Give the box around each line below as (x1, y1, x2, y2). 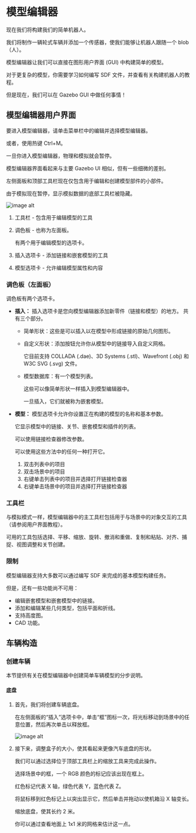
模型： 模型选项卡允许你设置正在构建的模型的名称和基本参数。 (14, 411, 166, 418)
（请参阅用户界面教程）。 (6, 521, 66, 528)
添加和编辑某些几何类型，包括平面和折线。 (14, 604, 119, 611)
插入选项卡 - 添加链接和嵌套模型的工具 (14, 251, 109, 259)
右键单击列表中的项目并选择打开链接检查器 (23, 476, 128, 483)
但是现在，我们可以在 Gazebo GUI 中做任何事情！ (6, 91, 127, 98)
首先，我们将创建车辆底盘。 (14, 700, 83, 708)
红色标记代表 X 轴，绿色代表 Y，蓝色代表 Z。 (14, 782, 125, 790)
